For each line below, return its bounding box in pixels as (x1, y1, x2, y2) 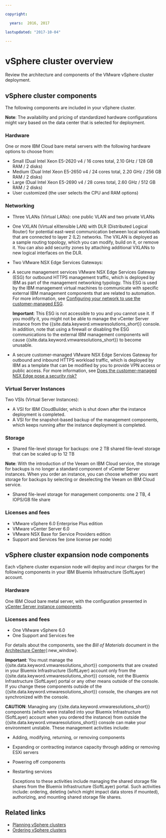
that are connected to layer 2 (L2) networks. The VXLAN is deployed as (12, 234, 159, 240)
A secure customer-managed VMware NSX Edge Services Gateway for (12, 352, 158, 358)
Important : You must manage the (5, 657, 73, 663)
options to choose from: (5, 149, 55, 155)
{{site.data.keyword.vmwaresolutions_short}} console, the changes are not (5, 689, 158, 695)
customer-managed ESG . (12, 300, 64, 306)
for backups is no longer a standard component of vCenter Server (5, 466, 140, 472)
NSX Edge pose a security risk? (12, 372, 77, 378)
